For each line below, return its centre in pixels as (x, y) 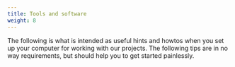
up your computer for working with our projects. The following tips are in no (118, 48)
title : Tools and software (47, 14)
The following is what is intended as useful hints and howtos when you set (116, 40)
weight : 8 (22, 20)
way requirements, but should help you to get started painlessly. (101, 55)
